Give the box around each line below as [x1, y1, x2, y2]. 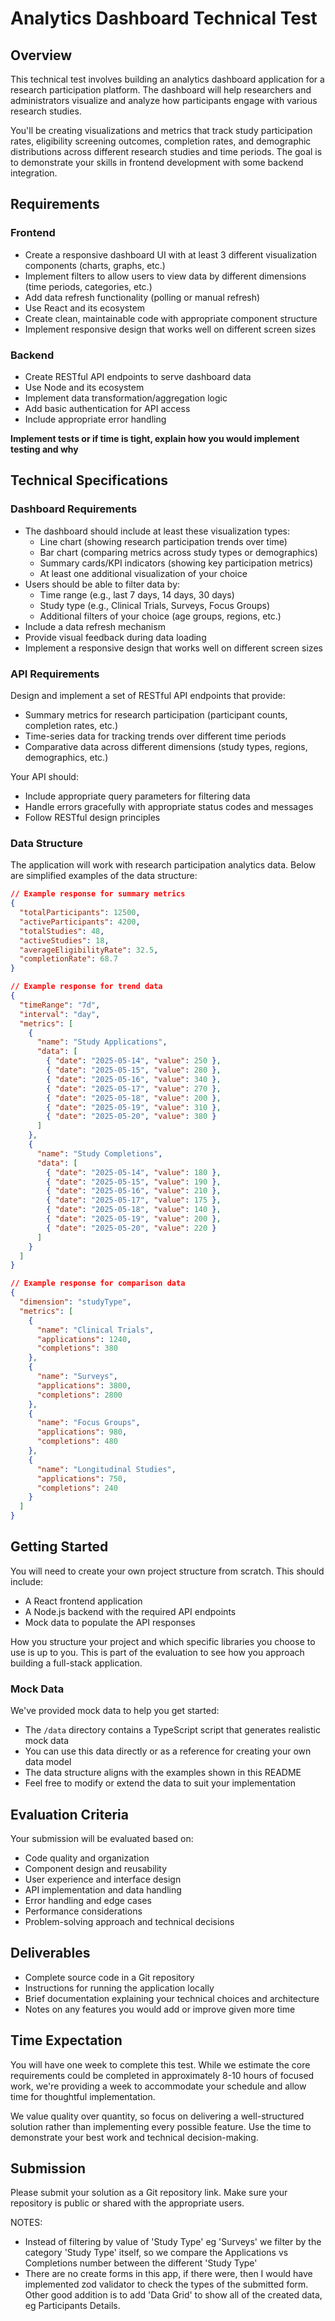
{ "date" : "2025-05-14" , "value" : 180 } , [46, 1167, 222, 1177]
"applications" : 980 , [36, 1427, 128, 1437]
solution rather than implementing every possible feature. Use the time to [10, 2120, 312, 2132]
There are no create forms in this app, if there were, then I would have [24, 2268, 313, 2280]
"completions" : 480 [36, 1437, 118, 1447]
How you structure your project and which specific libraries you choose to [10, 1635, 316, 1647]
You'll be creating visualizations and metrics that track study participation [10, 125, 313, 136]
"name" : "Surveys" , [36, 1372, 118, 1382]
